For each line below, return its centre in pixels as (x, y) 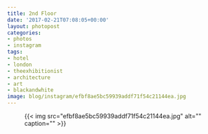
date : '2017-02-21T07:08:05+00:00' (58, 20)
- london (20, 65)
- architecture (29, 77)
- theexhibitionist (35, 71)
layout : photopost (33, 26)
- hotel (18, 58)
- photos (20, 39)
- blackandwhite (30, 90)
